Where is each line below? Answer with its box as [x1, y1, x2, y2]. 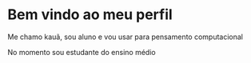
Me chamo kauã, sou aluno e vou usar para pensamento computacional [7, 32, 244, 41]
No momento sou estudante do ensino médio [7, 47, 157, 57]
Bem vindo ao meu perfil [7, 6, 173, 24]
